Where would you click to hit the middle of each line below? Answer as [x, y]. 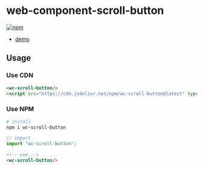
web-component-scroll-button [85, 11]
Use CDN [20, 75]
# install [19, 122]
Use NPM [20, 109]
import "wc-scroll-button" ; [42, 144]
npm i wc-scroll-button [36, 127]
